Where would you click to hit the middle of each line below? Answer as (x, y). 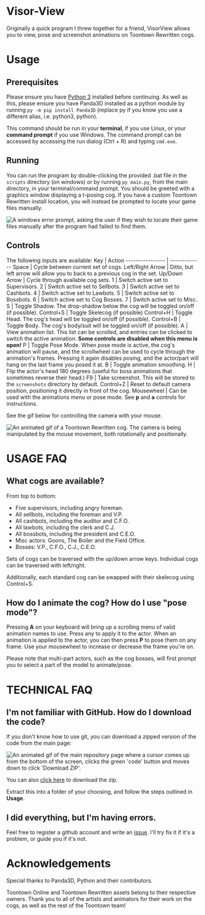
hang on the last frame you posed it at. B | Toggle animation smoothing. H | (101, 364)
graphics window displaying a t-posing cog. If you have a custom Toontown (102, 195)
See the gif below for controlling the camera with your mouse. (84, 416)
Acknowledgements (59, 864)
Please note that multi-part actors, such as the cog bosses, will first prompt (101, 659)
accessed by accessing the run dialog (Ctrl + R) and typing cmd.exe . (92, 141)
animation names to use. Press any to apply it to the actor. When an (91, 634)
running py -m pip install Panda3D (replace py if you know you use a (94, 110)
